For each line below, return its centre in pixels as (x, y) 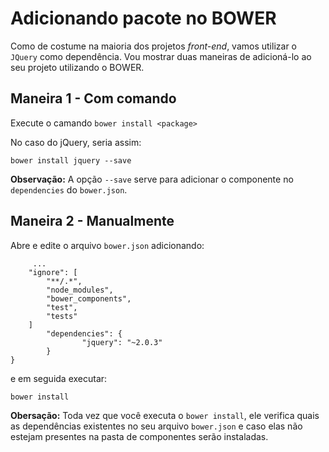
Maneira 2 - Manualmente (92, 221)
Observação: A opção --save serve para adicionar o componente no (152, 179)
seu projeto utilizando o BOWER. (77, 67)
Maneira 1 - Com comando (93, 98)
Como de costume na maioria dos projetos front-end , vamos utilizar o (153, 46)
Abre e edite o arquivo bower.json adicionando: (107, 245)
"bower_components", (89, 298)
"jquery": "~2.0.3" (122, 342)
